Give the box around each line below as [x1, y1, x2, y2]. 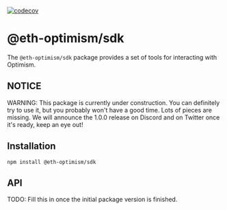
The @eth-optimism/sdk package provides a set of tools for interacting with [7, 53, 217, 61]
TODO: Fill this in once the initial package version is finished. [7, 196, 178, 204]
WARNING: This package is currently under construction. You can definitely [7, 98, 220, 106]
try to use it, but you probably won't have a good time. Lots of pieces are [7, 106, 212, 114]
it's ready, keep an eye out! [7, 120, 83, 128]
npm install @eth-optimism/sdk [7, 159, 96, 165]
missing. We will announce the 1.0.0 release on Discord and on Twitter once [7, 113, 220, 121]
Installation [7, 141, 56, 152]
